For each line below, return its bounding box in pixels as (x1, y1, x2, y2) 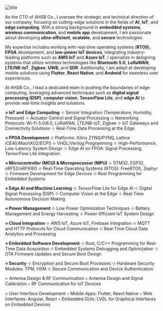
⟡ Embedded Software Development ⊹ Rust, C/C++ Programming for (5, 240, 146, 246)
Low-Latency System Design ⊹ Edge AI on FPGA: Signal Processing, (5, 146, 143, 151)
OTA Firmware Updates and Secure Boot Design (5, 251, 102, 256)
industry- (127, 49, 146, 55)
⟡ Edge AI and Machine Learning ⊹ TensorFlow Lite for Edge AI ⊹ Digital (5, 185, 152, 191)
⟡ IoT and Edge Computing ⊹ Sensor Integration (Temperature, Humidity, (5, 110, 152, 115)
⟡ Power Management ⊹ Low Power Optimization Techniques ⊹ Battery (5, 205, 150, 211)
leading (5, 55, 20, 60)
